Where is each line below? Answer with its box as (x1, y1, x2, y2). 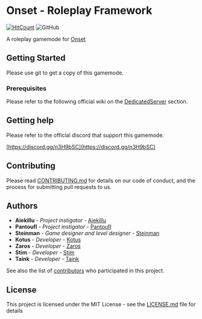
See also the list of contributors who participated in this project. (6, 267, 165, 274)
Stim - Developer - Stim (15, 249, 74, 256)
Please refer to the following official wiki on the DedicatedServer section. (6, 98, 188, 105)
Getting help (6, 116, 54, 126)
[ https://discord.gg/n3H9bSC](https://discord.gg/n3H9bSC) (6, 143, 156, 150)
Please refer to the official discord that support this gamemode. (6, 131, 165, 139)
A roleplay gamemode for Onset (6, 35, 86, 42)
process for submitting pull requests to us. (6, 183, 112, 191)
